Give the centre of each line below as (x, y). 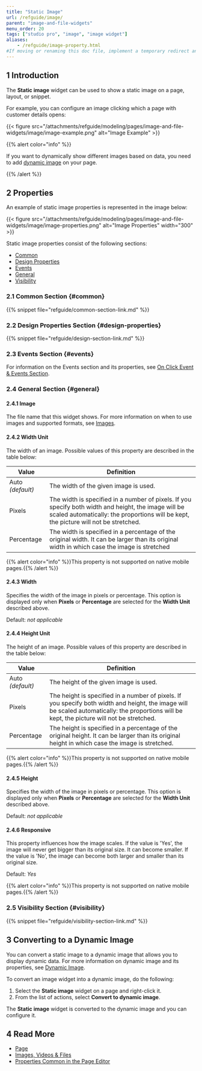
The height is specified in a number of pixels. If (115, 696)
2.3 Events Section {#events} (50, 354)
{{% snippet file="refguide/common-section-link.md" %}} (78, 309)
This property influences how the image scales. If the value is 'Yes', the (94, 843)
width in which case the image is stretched (109, 547)
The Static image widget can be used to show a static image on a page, (95, 90)
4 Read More (31, 1034)
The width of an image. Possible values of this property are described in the (100, 450)
